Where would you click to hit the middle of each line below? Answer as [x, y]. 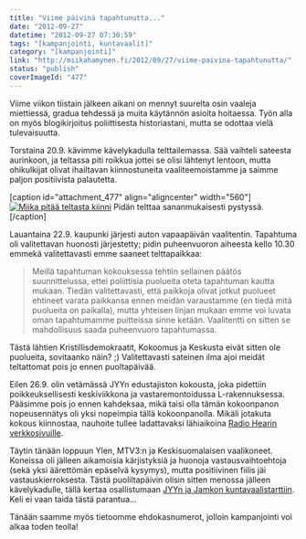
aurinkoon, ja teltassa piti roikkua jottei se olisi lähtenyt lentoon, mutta [140, 160]
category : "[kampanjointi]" [63, 52]
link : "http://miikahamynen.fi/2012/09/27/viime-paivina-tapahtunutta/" [151, 60]
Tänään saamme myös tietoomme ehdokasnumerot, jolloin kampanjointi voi [151, 516]
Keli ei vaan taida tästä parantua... [73, 499]
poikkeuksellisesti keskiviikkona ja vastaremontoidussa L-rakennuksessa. [147, 394]
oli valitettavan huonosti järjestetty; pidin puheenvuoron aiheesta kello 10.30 [152, 244]
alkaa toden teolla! [44, 526]
